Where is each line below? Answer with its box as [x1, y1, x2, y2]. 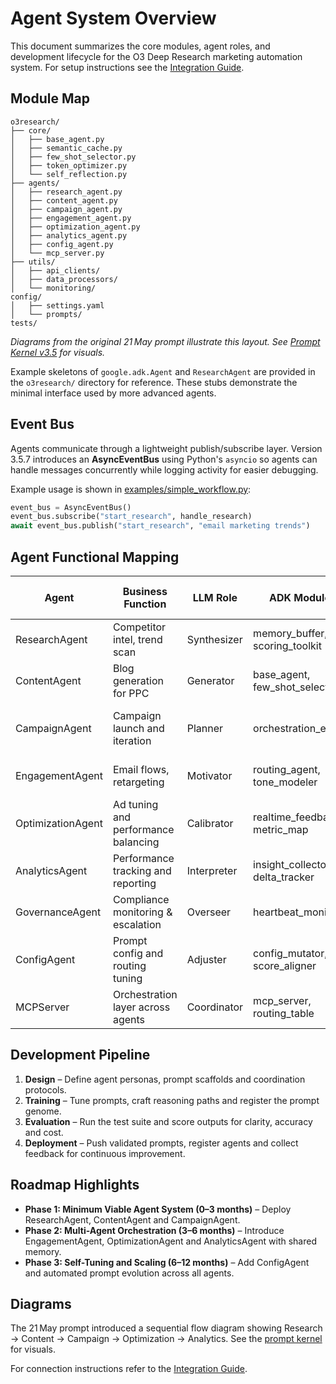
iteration [112, 734, 152, 747]
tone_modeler [253, 775, 318, 789]
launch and [112, 722, 165, 735]
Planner [186, 722, 224, 735]
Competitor [112, 620, 167, 634]
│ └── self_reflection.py [10, 169, 128, 179]
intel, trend [112, 633, 163, 646]
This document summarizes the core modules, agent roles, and [10, 40, 271, 52]
